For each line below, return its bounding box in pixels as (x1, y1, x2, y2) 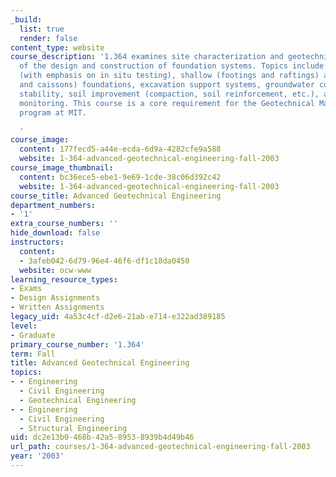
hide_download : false (10, 228, 101, 238)
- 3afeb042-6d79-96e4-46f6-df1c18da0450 (19, 256, 190, 266)
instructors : (10, 237, 65, 247)
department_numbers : (10, 200, 97, 210)
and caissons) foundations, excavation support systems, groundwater (19, 80, 315, 90)
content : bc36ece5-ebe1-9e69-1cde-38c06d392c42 (19, 172, 222, 182)
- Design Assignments (10, 293, 101, 303)
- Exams (10, 284, 43, 294)
